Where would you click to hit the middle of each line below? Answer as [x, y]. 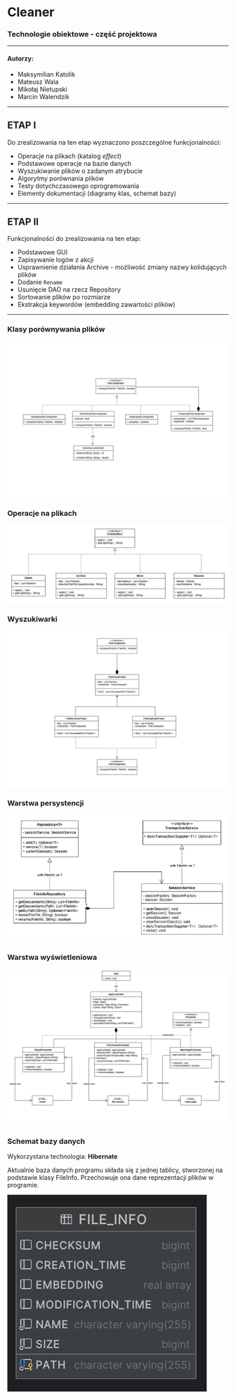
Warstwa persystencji [46, 803]
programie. [23, 1185]
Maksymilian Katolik [46, 74]
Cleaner [31, 12]
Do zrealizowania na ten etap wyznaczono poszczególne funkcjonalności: [114, 142]
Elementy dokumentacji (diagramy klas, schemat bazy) [97, 193]
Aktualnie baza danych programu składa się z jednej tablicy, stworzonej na [115, 1170]
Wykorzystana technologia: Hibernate [63, 1157]
